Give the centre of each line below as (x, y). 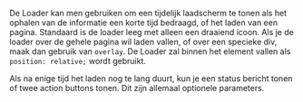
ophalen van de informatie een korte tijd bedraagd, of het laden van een (144, 23)
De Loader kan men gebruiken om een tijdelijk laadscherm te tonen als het (148, 13)
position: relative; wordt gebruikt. (78, 61)
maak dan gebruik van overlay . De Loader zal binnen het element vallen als (150, 51)
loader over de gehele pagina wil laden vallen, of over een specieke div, (143, 42)
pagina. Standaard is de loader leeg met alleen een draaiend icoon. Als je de (152, 32)
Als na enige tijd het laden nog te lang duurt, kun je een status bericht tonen (151, 79)
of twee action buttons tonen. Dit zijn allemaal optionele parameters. (137, 88)
